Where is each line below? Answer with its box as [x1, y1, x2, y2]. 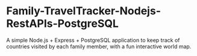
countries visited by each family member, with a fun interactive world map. [6, 43, 192, 50]
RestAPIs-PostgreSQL [6, 17, 119, 30]
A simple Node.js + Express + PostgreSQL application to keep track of [6, 36, 180, 43]
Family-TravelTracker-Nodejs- [6, 4, 161, 18]
